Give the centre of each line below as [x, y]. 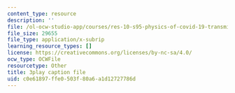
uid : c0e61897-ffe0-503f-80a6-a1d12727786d [72, 79]
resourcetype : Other [37, 66]
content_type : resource [42, 14]
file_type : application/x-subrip [56, 40]
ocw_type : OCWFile [34, 59]
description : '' [31, 20]
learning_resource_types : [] [50, 46]
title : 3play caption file [47, 72]
